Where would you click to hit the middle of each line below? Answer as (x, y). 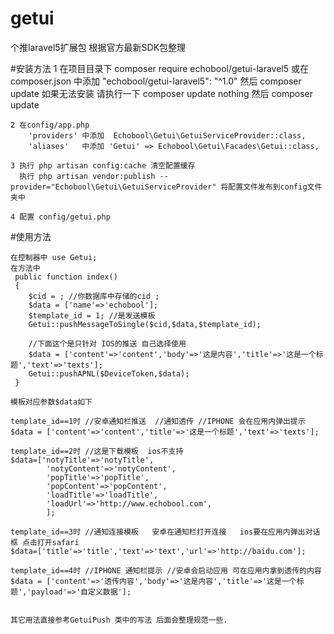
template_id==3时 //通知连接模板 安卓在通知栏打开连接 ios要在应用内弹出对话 (165, 532)
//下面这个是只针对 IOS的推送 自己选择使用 (107, 343)
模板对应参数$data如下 (51, 402)
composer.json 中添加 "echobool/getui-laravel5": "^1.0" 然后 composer (156, 81)
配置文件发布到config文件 (275, 187)
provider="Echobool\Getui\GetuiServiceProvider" (113, 187)
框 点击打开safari (45, 542)
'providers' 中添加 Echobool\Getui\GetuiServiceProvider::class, (167, 135)
